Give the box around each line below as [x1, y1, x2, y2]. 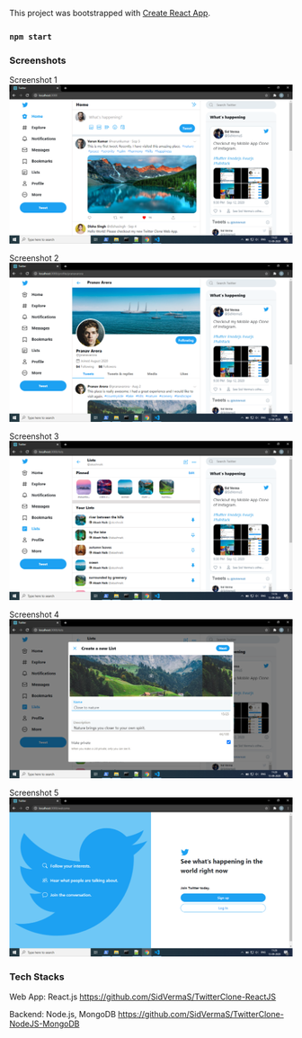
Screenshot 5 [9, 787, 59, 799]
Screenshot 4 [9, 609, 60, 620]
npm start [9, 31, 52, 41]
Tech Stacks [9, 971, 65, 983]
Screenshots [9, 54, 67, 67]
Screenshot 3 [9, 431, 59, 442]
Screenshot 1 [9, 75, 58, 85]
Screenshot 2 [9, 253, 59, 264]
